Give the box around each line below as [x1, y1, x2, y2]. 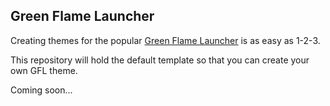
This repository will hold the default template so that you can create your [10, 54, 310, 66]
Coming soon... [10, 84, 73, 96]
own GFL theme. [10, 64, 78, 76]
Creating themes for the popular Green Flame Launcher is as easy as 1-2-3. [10, 34, 321, 46]
